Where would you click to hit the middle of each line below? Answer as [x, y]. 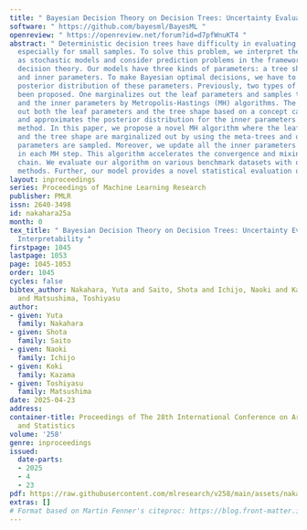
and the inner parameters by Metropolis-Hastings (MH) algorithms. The [157, 103]
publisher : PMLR [40, 196]
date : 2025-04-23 [42, 400]
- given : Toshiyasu [47, 383]
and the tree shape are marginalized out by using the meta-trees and [155, 137]
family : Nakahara [51, 324]
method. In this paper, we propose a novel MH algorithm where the [149, 129]
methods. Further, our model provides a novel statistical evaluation [155, 171]
